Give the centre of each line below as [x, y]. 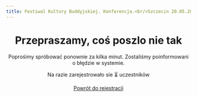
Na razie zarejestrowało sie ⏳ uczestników [98, 74]
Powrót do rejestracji [98, 88]
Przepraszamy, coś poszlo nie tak [98, 40]
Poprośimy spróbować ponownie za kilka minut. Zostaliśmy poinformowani [98, 57]
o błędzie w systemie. [98, 63]
